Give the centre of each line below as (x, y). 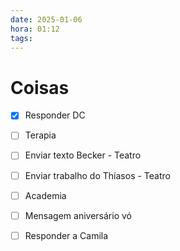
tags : (21, 38)
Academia (45, 195)
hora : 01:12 (35, 29)
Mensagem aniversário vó (78, 215)
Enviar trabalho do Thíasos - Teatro (97, 175)
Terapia (40, 135)
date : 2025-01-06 (46, 19)
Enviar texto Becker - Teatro (83, 155)
